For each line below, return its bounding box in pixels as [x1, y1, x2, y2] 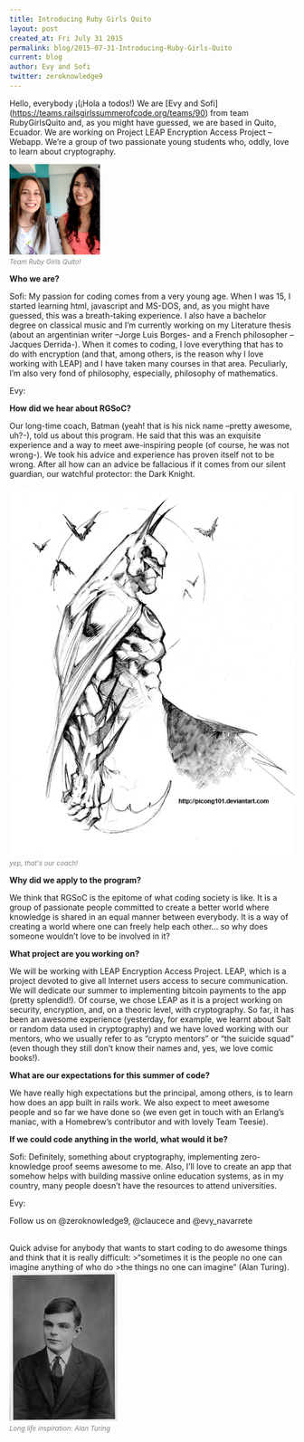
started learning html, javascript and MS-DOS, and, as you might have [9, 300, 270, 311]
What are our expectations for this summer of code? [9, 1069, 211, 1081]
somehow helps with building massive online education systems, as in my [9, 1170, 284, 1181]
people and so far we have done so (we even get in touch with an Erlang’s [9, 1106, 285, 1117]
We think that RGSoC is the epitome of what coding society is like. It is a [9, 892, 278, 902]
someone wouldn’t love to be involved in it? [9, 931, 170, 941]
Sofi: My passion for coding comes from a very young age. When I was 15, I [9, 291, 291, 301]
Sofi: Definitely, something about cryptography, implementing [9, 1151, 239, 1162]
